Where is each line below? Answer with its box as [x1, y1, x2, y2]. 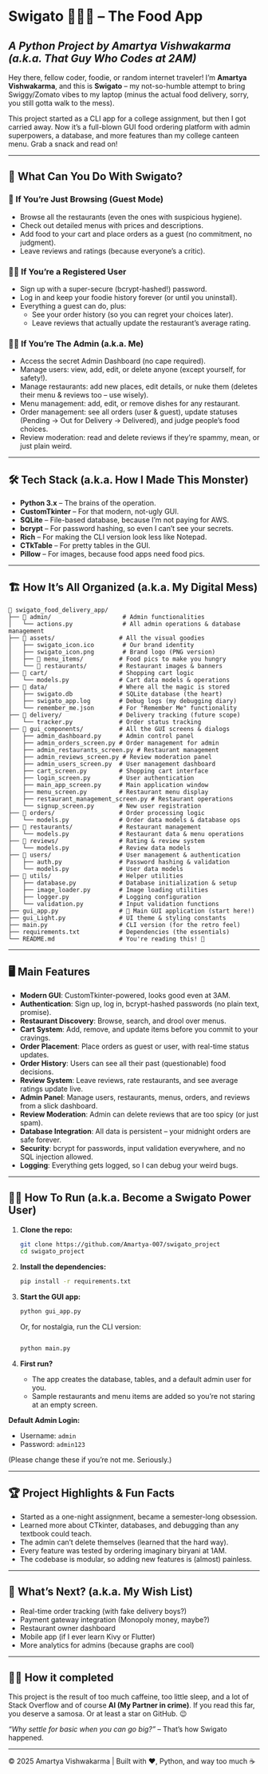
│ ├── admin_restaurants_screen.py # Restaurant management [8, 745, 219, 754]
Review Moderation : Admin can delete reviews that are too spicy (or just [19, 1109, 259, 1119]
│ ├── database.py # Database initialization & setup [8, 879, 238, 887]
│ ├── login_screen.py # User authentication [8, 773, 195, 782]
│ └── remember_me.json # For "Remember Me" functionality [8, 704, 238, 712]
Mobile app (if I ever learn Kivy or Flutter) [19, 1632, 156, 1641]
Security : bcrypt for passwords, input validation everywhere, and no [19, 1143, 246, 1153]
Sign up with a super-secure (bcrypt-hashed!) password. [19, 284, 207, 294]
